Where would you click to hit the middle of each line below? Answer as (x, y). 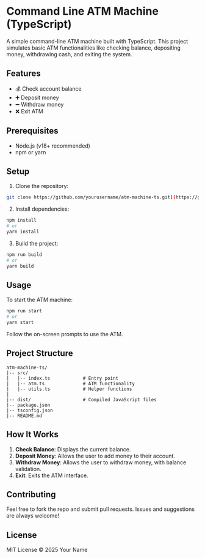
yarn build (20, 266)
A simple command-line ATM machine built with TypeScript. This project (97, 41)
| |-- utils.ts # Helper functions (69, 389)
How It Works (33, 435)
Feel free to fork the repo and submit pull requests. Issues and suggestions (101, 509)
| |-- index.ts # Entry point (63, 378)
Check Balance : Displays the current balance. (73, 449)
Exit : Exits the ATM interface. (52, 475)
